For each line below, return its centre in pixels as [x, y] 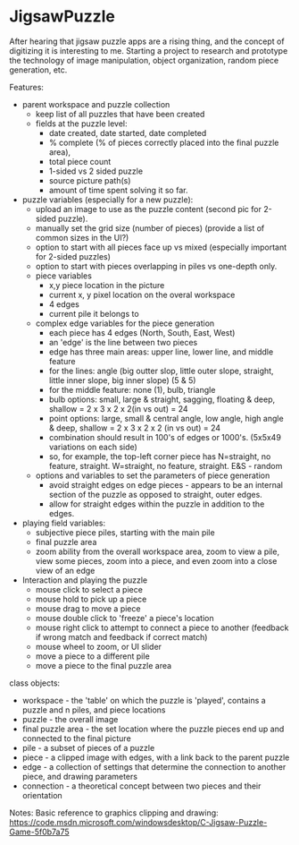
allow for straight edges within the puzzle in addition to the [157, 504]
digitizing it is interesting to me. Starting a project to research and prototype [149, 50]
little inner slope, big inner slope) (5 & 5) [122, 380]
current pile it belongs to [94, 313]
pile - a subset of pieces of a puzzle [88, 747]
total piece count [80, 161]
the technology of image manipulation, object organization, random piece [144, 60]
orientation [42, 795]
